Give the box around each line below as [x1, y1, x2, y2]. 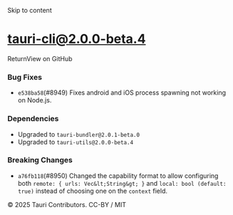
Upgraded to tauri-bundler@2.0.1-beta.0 [17, 130, 140, 138]
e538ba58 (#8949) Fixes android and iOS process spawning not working [17, 88, 227, 97]
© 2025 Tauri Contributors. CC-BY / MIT [7, 200, 127, 209]
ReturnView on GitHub [7, 54, 73, 63]
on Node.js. [17, 96, 52, 105]
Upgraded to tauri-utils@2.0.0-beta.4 [17, 137, 134, 146]
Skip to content [7, 6, 52, 14]
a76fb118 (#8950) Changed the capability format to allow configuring [17, 171, 219, 180]
